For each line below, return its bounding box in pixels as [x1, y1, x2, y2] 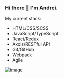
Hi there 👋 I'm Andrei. [5, 4, 58, 11]
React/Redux [12, 36, 39, 42]
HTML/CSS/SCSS [12, 25, 49, 31]
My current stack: [5, 16, 41, 22]
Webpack [12, 52, 32, 58]
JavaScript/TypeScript [12, 31, 59, 37]
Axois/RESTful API [12, 41, 50, 47]
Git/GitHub [12, 47, 34, 53]
